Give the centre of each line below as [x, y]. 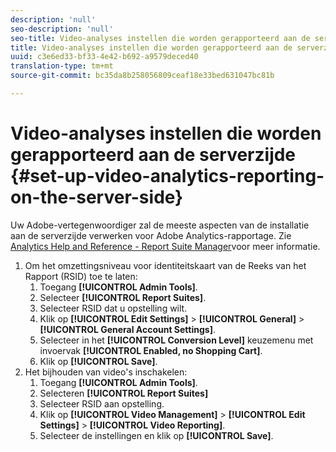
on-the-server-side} [97, 197]
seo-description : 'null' [62, 29]
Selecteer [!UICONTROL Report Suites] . [123, 297]
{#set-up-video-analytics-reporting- [167, 176]
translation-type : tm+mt [62, 66]
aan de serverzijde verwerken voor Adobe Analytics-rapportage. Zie [151, 235]
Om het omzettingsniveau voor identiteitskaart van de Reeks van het [165, 265]
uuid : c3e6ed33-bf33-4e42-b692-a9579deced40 [104, 57]
